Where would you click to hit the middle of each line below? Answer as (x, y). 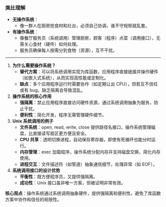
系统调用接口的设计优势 (36, 170)
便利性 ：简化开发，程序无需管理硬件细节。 (63, 115)
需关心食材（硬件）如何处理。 (50, 44)
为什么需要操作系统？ (34, 66)
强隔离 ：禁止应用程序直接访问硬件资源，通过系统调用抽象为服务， (87, 103)
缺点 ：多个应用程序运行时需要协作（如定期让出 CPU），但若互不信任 (89, 84)
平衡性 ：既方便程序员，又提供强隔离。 (59, 177)
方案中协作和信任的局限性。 (33, 200)
